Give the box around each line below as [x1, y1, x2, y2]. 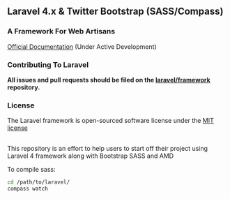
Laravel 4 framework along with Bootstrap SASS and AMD [7, 152, 174, 160]
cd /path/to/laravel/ [7, 178, 70, 186]
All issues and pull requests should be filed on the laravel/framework [7, 75, 210, 84]
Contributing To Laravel [7, 59, 89, 69]
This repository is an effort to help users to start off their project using [7, 144, 208, 152]
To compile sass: [7, 165, 56, 173]
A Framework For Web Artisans [7, 27, 116, 36]
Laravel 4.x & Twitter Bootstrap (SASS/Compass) [7, 6, 224, 17]
